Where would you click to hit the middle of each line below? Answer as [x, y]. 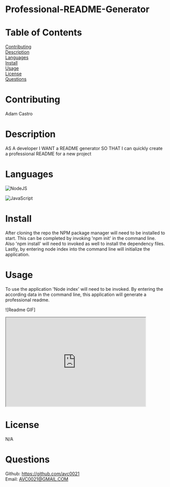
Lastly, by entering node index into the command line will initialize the [78, 249]
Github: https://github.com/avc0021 [42, 473]
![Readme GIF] [20, 310]
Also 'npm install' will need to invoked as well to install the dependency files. [85, 244]
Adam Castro [19, 114]
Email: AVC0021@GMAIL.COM [37, 479]
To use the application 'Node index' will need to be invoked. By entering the [84, 289]
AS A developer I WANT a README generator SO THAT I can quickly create [84, 148]
